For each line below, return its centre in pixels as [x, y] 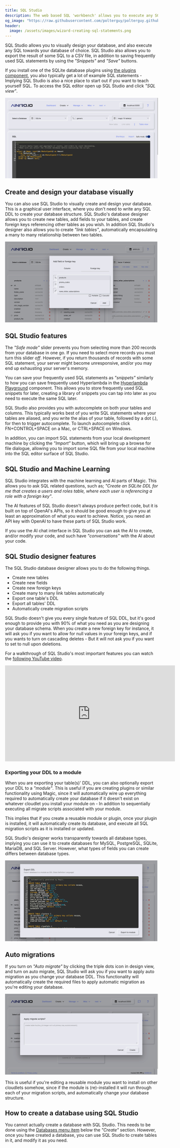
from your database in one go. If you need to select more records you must [80, 353]
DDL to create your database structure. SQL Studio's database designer [77, 214]
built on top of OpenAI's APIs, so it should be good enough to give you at [78, 511]
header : [13, 26]
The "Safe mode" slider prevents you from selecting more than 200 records [81, 348]
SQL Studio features [36, 336]
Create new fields [30, 583]
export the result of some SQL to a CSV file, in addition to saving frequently [80, 56]
